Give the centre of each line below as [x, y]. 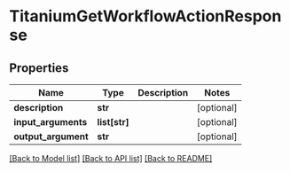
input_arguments [51, 122]
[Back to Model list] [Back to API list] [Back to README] [111, 158]
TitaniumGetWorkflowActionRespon [145, 16]
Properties [39, 68]
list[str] [113, 122]
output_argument [51, 137]
